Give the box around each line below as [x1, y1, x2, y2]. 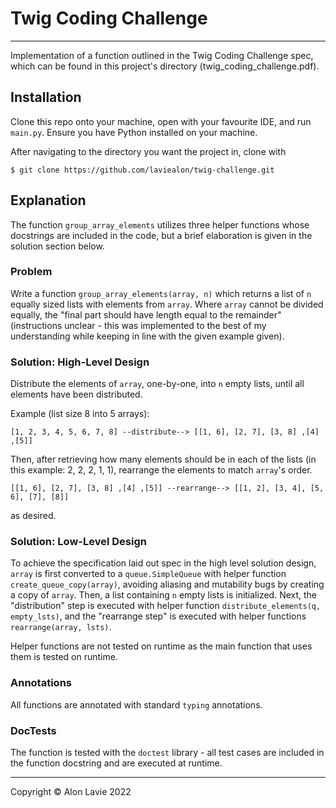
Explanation [10, 192, 87, 209]
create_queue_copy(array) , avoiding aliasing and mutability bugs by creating [10, 578, 325, 591]
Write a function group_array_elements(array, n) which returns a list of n [10, 287, 312, 299]
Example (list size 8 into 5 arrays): [10, 408, 150, 420]
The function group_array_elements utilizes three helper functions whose [10, 218, 310, 231]
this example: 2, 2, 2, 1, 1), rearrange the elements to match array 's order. [10, 464, 313, 476]
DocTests [10, 723, 57, 737]
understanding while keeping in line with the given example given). [10, 330, 285, 342]
